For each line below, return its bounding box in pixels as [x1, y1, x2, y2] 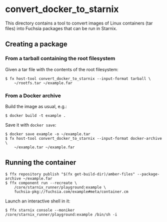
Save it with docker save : [5, 122, 56, 128]
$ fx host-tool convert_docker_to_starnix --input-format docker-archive [5, 136, 162, 141]
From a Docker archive [5, 92, 61, 99]
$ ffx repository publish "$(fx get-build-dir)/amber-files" [5, 171, 135, 176]
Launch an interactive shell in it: [5, 198, 70, 204]
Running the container [5, 158, 76, 167]
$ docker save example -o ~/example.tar [5, 131, 91, 136]
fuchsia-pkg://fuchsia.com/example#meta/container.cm [14, 189, 128, 194]
